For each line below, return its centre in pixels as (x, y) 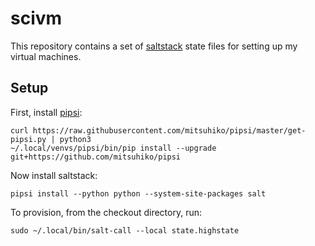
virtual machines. (46, 56)
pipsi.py (28, 139)
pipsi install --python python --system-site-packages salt (138, 193)
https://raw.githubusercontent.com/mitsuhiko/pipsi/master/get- (169, 130)
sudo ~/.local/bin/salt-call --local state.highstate (125, 230)
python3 (75, 139)
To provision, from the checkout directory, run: (106, 212)
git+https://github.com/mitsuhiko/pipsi (96, 157)
